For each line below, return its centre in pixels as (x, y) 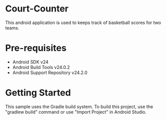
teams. (12, 27)
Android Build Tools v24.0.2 (41, 67)
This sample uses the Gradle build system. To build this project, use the (79, 106)
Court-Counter (37, 9)
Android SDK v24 (30, 62)
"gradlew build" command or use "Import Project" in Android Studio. (76, 112)
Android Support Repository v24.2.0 (50, 72)
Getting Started (38, 93)
